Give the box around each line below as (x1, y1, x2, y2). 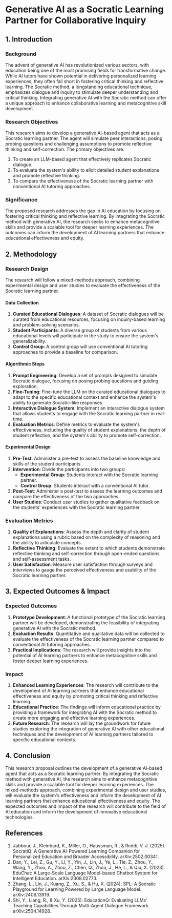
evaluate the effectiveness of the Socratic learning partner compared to (12, 636, 164, 642)
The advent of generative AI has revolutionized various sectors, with (5, 62, 149, 68)
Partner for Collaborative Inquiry (5, 14, 146, 26)
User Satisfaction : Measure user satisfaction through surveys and (12, 561, 153, 567)
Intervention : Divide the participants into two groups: (12, 466, 125, 472)
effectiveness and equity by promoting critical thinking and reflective (12, 693, 158, 699)
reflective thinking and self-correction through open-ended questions (12, 550, 160, 557)
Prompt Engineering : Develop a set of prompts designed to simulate (12, 372, 158, 378)
